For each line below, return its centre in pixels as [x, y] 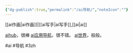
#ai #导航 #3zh [21, 46]
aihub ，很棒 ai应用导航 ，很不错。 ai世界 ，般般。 [55, 35]
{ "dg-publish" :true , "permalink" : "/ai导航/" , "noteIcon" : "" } [67, 10]
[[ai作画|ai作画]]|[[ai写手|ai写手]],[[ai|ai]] [46, 24]
